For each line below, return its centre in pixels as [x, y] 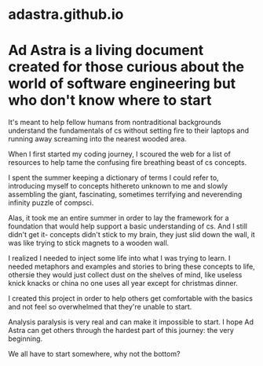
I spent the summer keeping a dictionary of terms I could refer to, [113, 178]
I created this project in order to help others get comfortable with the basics [131, 298]
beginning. [26, 339]
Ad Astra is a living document [106, 51]
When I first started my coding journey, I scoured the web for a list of [120, 154]
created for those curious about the [126, 67]
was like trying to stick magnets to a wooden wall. [89, 243]
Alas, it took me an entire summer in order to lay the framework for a [119, 218]
